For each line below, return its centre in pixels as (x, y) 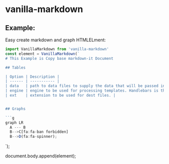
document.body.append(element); (41, 156)
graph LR (14, 122)
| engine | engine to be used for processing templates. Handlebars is (82, 91)
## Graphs (16, 109)
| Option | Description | (32, 76)
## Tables (16, 67)
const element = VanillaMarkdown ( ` (43, 54)
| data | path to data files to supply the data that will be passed (82, 86)
